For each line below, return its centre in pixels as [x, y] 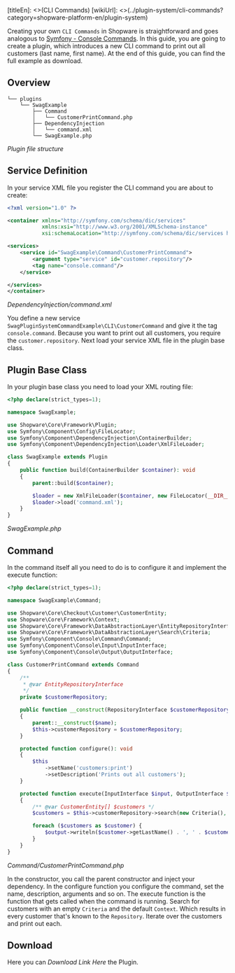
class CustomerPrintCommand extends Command [73, 664]
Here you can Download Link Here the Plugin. [73, 962]
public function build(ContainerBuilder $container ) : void [108, 470]
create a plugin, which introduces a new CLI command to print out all [106, 46]
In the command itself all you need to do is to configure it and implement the [117, 567]
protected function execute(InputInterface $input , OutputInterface [122, 794]
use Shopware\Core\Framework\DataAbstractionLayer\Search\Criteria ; [109, 633]
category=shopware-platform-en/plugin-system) [78, 17]
